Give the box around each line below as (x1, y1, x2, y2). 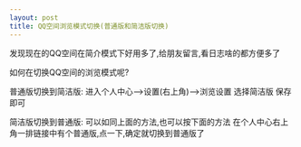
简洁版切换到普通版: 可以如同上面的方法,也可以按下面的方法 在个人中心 (9, 116, 273, 127)
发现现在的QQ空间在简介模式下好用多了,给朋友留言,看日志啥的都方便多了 (9, 47, 281, 59)
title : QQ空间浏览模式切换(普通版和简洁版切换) (9, 22, 170, 31)
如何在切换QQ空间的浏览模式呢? (9, 67, 130, 78)
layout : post (9, 13, 59, 23)
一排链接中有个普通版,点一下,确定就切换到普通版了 (16, 127, 206, 138)
